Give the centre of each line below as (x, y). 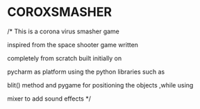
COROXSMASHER (60, 12)
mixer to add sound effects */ (49, 99)
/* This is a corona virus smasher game (64, 31)
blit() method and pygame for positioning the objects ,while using (100, 85)
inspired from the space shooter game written (73, 44)
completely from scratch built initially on (65, 58)
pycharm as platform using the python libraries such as (86, 72)
